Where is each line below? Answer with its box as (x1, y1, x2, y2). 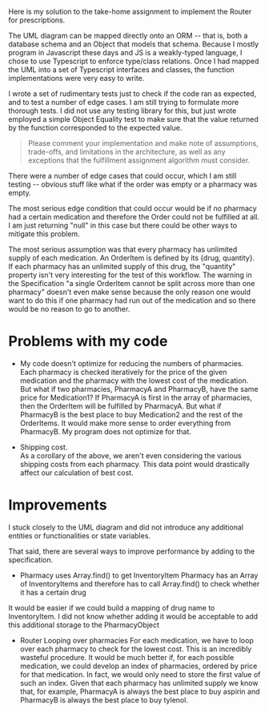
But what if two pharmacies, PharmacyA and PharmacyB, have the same (19, 384, 259, 393)
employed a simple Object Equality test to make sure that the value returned (8, 115, 259, 123)
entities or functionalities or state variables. (8, 530, 151, 540)
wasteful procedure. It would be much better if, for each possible (19, 652, 235, 662)
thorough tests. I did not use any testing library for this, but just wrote (8, 106, 237, 115)
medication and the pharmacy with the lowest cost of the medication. (19, 376, 249, 385)
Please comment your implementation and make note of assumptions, (27, 139, 259, 147)
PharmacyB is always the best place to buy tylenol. (19, 695, 188, 704)
